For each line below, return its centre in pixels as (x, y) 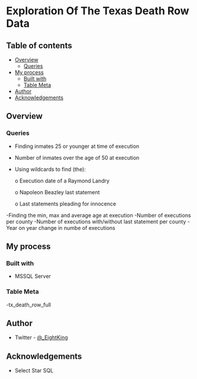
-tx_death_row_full (29, 305)
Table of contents (39, 45)
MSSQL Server (33, 276)
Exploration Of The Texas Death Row (98, 11)
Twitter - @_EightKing (41, 337)
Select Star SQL (34, 371)
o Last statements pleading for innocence (65, 204)
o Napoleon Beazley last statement (57, 192)
